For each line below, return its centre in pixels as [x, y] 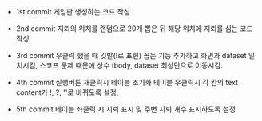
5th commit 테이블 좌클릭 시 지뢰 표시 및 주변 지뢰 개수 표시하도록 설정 [126, 109]
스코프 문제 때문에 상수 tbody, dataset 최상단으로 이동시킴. [131, 65]
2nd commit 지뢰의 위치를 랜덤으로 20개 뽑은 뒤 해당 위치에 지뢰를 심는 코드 [134, 29]
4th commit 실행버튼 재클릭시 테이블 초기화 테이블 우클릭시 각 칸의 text [127, 82]
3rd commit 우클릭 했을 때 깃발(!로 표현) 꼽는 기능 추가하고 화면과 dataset [131, 55]
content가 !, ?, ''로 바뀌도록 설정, [67, 92]
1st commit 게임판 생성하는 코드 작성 [73, 12]
